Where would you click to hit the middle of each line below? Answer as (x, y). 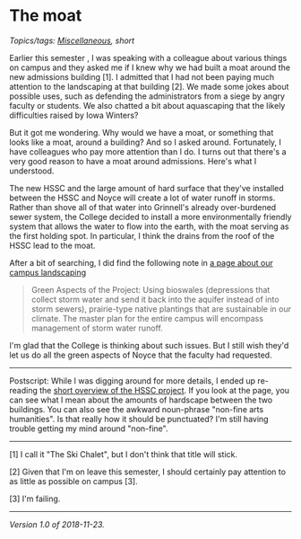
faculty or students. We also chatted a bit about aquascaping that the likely (147, 105)
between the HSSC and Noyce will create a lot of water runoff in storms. (142, 198)
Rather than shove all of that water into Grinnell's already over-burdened (143, 207)
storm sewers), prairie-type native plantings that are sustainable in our (161, 309)
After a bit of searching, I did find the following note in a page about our (141, 262)
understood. (32, 171)
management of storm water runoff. (97, 328)
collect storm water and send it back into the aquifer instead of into (155, 299)
